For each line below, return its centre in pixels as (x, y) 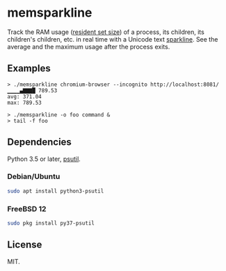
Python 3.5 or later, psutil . (44, 159)
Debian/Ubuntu (34, 177)
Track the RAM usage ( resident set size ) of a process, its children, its (106, 32)
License (25, 245)
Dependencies (39, 142)
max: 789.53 (24, 103)
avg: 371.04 (24, 96)
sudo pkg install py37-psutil (51, 223)
